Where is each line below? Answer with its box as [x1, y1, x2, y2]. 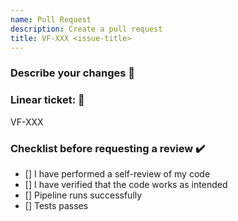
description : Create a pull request [10, 24, 163, 34]
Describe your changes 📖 [10, 66, 136, 80]
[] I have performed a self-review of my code [24, 167, 211, 180]
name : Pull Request [10, 14, 92, 25]
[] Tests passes [24, 199, 89, 211]
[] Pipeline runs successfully [24, 189, 143, 201]
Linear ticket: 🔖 [10, 93, 85, 107]
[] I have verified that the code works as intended [24, 178, 228, 190]
